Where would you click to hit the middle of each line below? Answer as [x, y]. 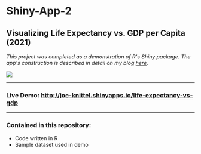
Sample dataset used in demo [51, 144]
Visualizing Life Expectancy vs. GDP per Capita [96, 33]
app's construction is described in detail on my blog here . [77, 63]
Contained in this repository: [49, 125]
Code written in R [36, 138]
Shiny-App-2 [39, 11]
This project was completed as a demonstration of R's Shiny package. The [98, 57]
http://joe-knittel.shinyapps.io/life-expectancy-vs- [117, 95]
